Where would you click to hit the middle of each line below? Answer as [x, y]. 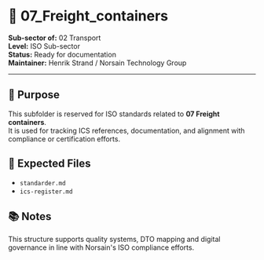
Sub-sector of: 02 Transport [55, 38]
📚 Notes [30, 216]
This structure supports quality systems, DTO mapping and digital [114, 240]
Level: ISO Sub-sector [44, 46]
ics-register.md [46, 192]
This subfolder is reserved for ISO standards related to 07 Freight [114, 114]
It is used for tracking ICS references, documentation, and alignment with [126, 130]
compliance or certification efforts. [64, 139]
